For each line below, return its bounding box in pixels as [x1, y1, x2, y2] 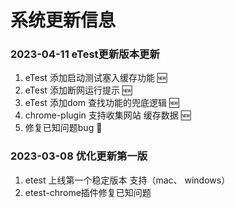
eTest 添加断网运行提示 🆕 [24, 84, 133, 96]
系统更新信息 [10, 9, 117, 32]
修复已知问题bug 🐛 [24, 122, 103, 134]
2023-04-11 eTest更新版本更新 [10, 47, 160, 61]
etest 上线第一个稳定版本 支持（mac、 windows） [24, 174, 231, 186]
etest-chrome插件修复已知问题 [24, 186, 152, 198]
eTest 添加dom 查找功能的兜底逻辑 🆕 [24, 97, 180, 109]
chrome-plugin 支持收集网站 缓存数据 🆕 [24, 109, 192, 121]
